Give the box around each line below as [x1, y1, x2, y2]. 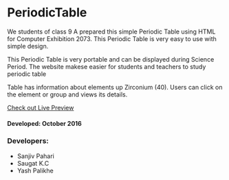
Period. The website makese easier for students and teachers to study [7, 62, 206, 70]
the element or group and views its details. [7, 90, 128, 99]
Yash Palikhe [17, 166, 54, 175]
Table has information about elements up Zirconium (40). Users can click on [7, 83, 223, 91]
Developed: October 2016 [7, 119, 83, 127]
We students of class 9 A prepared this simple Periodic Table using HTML [7, 27, 216, 36]
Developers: [7, 136, 50, 146]
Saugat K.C [17, 159, 50, 167]
